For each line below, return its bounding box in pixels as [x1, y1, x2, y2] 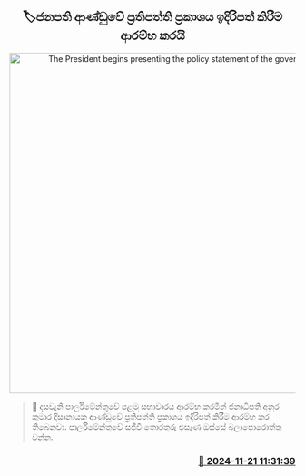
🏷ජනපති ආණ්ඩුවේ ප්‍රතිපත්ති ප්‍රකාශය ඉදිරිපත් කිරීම [22, 9, 283, 25]
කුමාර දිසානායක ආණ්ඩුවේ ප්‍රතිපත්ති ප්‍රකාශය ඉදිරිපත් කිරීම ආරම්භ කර [31, 411, 270, 421]
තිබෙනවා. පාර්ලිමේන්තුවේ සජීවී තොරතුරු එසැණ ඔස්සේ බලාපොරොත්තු [31, 421, 282, 431]
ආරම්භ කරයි [120, 28, 185, 44]
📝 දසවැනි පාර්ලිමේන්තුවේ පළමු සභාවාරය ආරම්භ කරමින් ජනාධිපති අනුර [31, 401, 280, 412]
